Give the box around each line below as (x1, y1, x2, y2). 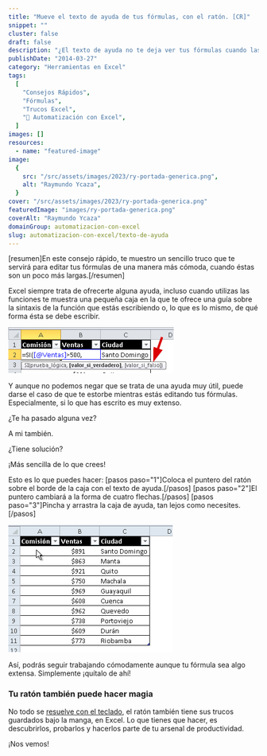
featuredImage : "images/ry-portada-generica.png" (8, 206, 176, 214)
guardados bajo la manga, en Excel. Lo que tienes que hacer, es (8, 715, 218, 724)
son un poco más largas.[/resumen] (8, 271, 126, 280)
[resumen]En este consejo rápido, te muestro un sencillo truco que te (8, 254, 235, 263)
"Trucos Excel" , (22, 105, 77, 113)
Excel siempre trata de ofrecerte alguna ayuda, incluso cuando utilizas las (8, 286, 250, 296)
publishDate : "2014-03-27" (8, 55, 98, 63)
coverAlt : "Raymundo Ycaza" (8, 214, 102, 222)
